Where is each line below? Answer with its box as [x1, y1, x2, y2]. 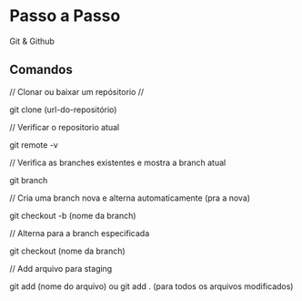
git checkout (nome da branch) [9, 245, 126, 256]
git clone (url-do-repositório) [9, 104, 117, 115]
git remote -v [9, 139, 59, 150]
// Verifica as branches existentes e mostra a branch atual [9, 157, 226, 168]
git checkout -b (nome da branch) [9, 210, 136, 221]
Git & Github [9, 36, 55, 47]
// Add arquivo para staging [9, 263, 113, 274]
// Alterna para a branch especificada [9, 227, 150, 238]
